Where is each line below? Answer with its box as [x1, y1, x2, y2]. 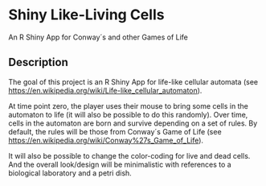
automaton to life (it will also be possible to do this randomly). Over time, [8, 110, 248, 119]
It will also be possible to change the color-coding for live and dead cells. [8, 151, 251, 160]
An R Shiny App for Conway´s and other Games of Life [8, 32, 189, 42]
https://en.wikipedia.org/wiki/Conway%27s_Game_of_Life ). [8, 135, 203, 145]
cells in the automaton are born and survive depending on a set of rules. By [8, 118, 258, 128]
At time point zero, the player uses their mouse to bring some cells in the [8, 101, 249, 110]
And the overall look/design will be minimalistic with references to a [8, 159, 231, 169]
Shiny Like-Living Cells [8, 6, 165, 24]
